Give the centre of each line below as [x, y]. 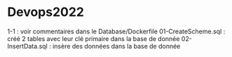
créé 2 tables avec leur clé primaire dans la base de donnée [94, 38]
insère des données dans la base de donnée [116, 46]
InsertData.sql [27, 46]
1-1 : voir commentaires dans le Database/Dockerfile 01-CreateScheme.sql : [116, 31]
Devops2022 [46, 12]
